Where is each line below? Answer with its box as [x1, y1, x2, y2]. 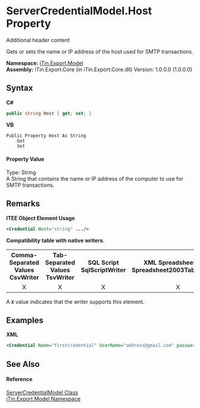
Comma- [11, 251, 37, 259]
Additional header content [6, 36, 70, 43]
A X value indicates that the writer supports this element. [6, 298, 145, 305]
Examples [6, 315, 43, 325]
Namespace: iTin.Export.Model [6, 59, 83, 67]
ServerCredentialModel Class [6, 388, 79, 396]
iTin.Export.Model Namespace [6, 395, 81, 402]
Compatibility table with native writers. [6, 237, 105, 244]
